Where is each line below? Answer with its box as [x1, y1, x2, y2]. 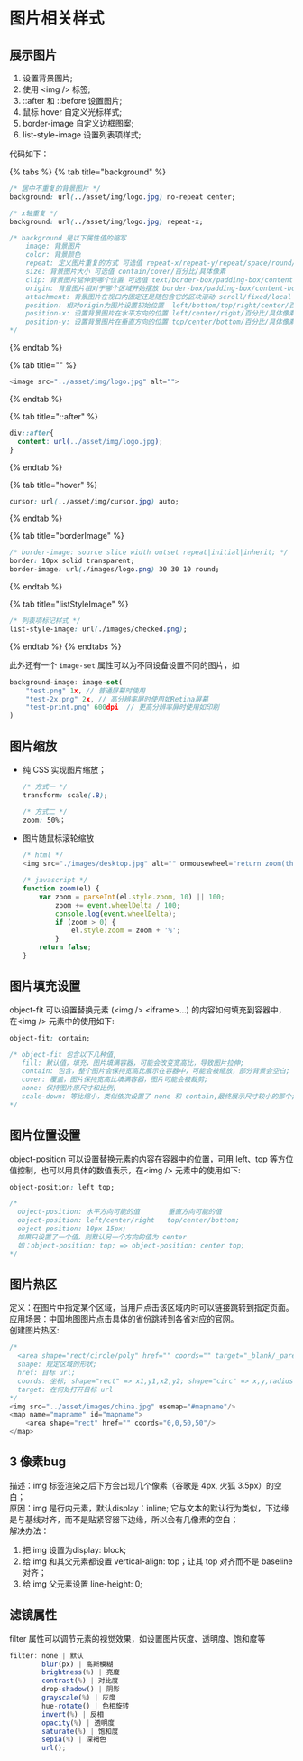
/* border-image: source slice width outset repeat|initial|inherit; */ [9, 548, 289, 557]
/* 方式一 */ [22, 782, 68, 791]
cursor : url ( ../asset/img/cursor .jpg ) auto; [9, 496, 179, 506]
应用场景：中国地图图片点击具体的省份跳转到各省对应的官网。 [9, 1314, 239, 1324]
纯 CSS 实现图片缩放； [22, 764, 106, 775]
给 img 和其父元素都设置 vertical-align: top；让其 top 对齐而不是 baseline [22, 1556, 293, 1567]
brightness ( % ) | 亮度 [41, 1668, 120, 1677]
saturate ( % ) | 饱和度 [41, 1727, 119, 1736]
